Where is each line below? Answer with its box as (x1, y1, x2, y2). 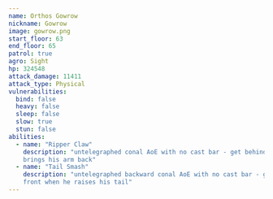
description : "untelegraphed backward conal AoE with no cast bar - (23, 171, 260, 179)
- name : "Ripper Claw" (15, 140, 93, 149)
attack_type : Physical (8, 80, 85, 88)
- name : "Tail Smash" (15, 163, 89, 171)
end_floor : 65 (8, 42, 57, 50)
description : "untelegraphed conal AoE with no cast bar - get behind (23, 148, 267, 156)
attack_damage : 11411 (8, 72, 82, 80)
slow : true (15, 118, 53, 126)
